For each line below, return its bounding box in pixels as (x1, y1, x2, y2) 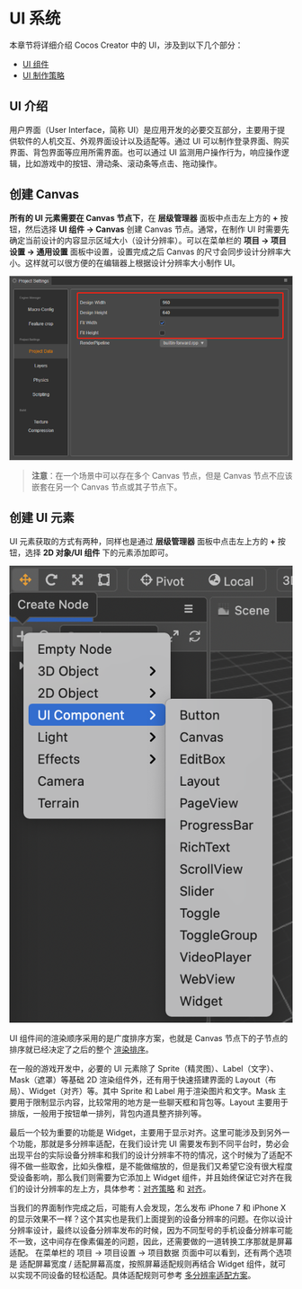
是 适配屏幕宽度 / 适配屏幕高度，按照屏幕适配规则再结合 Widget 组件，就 (9, 1258, 279, 1269)
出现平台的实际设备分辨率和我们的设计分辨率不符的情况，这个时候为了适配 (9, 1149, 285, 1160)
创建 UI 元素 (9, 510, 75, 525)
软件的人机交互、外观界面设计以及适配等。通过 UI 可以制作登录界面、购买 (16, 136, 290, 146)
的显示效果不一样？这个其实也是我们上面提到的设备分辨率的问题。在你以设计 (9, 1214, 293, 1224)
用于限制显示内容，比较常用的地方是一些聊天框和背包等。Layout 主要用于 (16, 1097, 289, 1108)
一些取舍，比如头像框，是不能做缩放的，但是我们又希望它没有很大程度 (32, 1161, 293, 1171)
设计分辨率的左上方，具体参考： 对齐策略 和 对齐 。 (24, 1183, 211, 1194)
